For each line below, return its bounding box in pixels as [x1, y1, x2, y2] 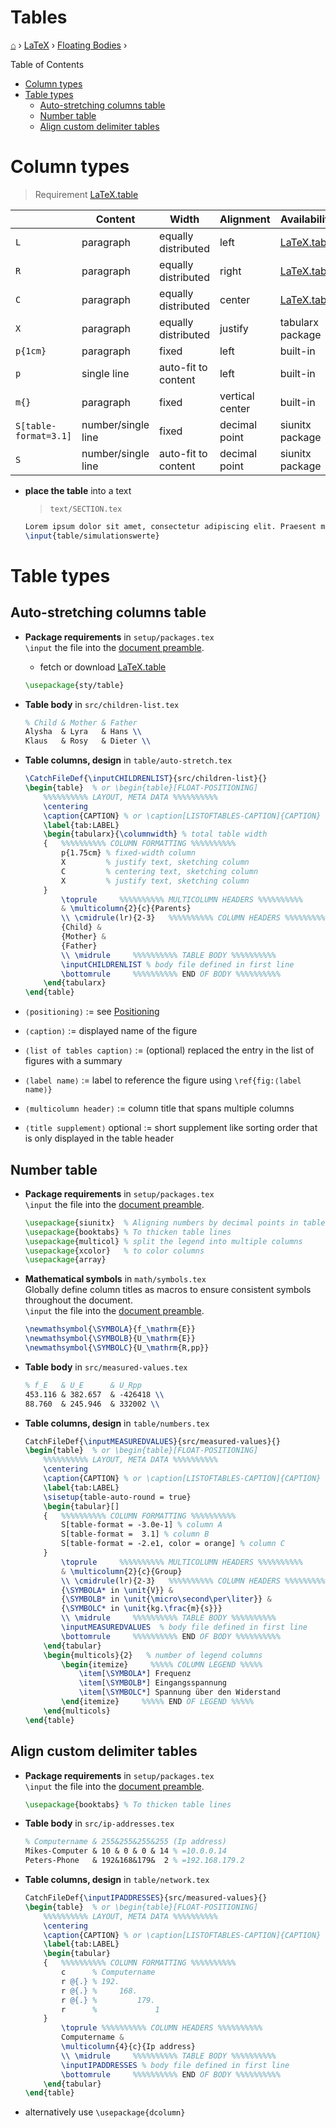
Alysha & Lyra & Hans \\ [24, 727, 142, 737]
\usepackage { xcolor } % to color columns [24, 1246, 205, 1256]
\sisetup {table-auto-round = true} [43, 1492, 192, 1502]
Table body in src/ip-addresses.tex [24, 1817, 175, 1830]
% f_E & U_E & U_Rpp [24, 1380, 142, 1390]
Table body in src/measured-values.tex [24, 1361, 188, 1373]
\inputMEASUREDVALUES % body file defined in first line [61, 1622, 308, 1633]
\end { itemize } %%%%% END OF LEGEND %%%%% [61, 1697, 254, 1707]
